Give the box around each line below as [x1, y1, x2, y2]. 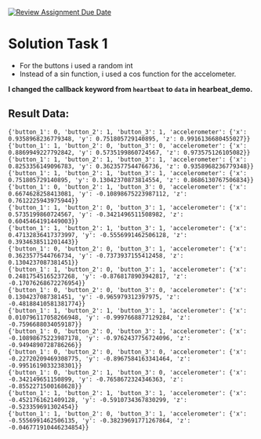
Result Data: [8, 107, 69, 121]
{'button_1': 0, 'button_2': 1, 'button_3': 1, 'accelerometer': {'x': [8, 128, 247, 136]
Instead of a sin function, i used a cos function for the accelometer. [19, 69, 237, 79]
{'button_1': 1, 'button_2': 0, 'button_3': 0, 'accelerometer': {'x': [8, 141, 247, 149]
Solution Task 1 [8, 35, 108, 53]
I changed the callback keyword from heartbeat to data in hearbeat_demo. [8, 84, 253, 93]
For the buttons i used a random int [19, 60, 133, 70]
